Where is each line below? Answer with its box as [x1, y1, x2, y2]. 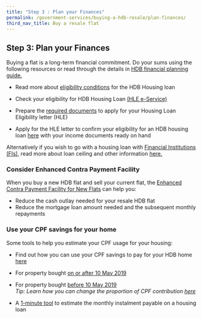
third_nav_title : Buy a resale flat [6, 20, 99, 26]
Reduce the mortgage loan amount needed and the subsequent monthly [15, 204, 197, 211]
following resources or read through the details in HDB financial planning [6, 65, 189, 73]
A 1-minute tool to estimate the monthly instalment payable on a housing [15, 299, 197, 306]
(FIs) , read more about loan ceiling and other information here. [6, 150, 162, 157]
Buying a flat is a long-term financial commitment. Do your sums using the [6, 59, 192, 66]
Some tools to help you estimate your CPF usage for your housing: [6, 239, 173, 246]
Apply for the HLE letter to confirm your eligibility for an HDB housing [15, 125, 189, 133]
